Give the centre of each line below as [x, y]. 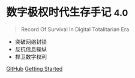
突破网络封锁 [31, 41]
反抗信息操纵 [31, 49]
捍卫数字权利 [31, 56]
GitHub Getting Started [34, 68]
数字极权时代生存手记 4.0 [67, 12]
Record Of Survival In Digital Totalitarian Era [75, 29]
